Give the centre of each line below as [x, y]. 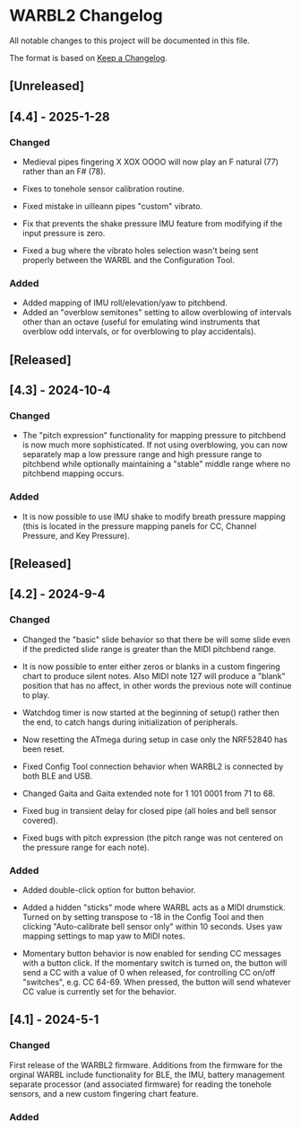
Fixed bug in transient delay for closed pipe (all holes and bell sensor [149, 810]
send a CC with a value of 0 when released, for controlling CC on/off [149, 973]
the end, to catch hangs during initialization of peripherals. [130, 722]
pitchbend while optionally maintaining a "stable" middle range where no [156, 464]
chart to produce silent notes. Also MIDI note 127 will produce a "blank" [154, 675]
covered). [40, 820]
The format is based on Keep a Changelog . [88, 57]
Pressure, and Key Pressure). [76, 535]
